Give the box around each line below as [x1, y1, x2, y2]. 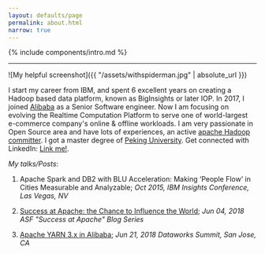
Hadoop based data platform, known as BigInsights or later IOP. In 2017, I [8, 94, 244, 103]
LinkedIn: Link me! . [8, 144, 69, 153]
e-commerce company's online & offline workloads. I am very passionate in [8, 119, 254, 128]
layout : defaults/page [8, 11, 83, 20]
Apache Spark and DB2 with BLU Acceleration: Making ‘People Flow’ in [19, 175, 251, 184]
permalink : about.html [8, 19, 83, 27]
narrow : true [8, 26, 51, 34]
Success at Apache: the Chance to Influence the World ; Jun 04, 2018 [19, 206, 244, 216]
